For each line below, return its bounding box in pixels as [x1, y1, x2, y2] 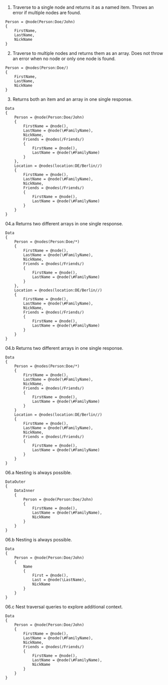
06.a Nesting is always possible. [5, 470, 72, 475]
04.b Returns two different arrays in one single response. [5, 345, 124, 351]
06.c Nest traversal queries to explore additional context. [5, 604, 123, 609]
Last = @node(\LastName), [32, 577, 87, 582]
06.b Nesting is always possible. [5, 537, 72, 542]
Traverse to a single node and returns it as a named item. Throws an [12, 5, 154, 10]
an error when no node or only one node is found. [12, 55, 116, 61]
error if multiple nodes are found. [12, 10, 81, 16]
